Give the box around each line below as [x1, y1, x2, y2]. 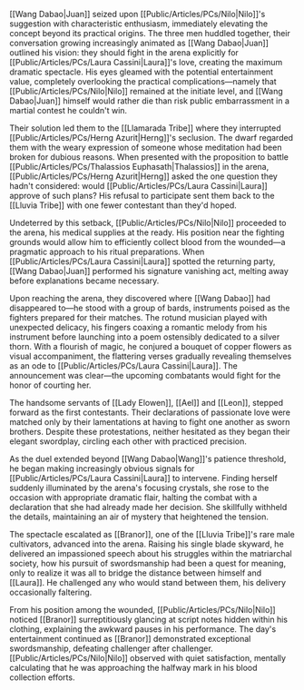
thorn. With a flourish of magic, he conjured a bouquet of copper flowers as [9, 341, 292, 351]
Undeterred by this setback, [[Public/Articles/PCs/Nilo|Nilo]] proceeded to [9, 218, 287, 228]
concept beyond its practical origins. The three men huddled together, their [9, 28, 290, 38]
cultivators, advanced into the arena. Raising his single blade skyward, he [9, 538, 284, 549]
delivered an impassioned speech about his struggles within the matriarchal [9, 548, 292, 558]
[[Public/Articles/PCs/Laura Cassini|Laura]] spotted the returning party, [9, 256, 276, 267]
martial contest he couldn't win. [9, 105, 128, 115]
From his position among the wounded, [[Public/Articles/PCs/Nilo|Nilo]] [9, 605, 276, 615]
